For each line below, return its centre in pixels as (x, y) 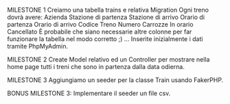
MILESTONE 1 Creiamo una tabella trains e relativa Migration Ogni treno (108, 10)
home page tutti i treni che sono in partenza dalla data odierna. (96, 67)
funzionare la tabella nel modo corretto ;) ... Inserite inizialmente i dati (105, 39)
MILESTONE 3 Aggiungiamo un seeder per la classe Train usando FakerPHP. (115, 80)
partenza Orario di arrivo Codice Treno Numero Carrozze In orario (100, 24)
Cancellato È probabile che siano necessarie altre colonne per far (100, 31)
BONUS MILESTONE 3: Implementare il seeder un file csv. (89, 93)
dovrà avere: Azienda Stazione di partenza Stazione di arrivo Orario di (106, 17)
